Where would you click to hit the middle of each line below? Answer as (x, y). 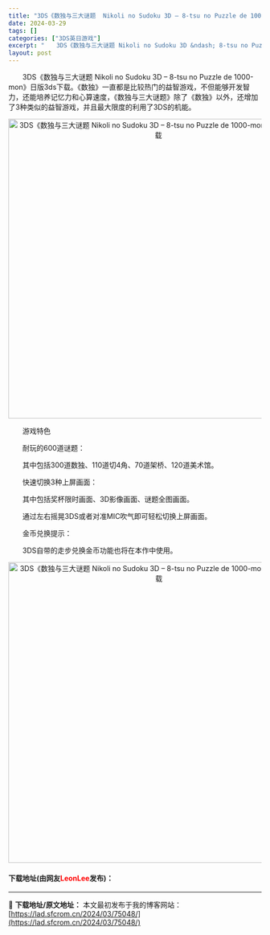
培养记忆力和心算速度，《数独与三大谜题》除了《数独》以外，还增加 (147, 97)
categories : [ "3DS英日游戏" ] (55, 38)
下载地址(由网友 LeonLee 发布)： (61, 878)
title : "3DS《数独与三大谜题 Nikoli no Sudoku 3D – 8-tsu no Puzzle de (128, 16)
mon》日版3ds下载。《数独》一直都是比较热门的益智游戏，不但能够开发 (126, 87)
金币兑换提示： (47, 533)
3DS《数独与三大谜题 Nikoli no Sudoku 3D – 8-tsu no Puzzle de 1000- (138, 77)
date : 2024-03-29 (37, 23)
